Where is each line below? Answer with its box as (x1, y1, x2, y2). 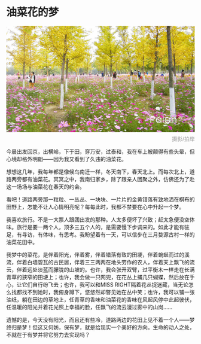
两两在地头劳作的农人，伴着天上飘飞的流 (95, 258, 195, 266)
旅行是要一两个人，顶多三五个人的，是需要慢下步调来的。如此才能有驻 (16, 223, 190, 230)
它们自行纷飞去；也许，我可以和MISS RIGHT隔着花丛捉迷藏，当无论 (22, 281, 188, 288)
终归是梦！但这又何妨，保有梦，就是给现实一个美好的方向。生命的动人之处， (6, 324, 195, 331)
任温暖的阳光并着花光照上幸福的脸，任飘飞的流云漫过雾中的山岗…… (6, 303, 173, 310)
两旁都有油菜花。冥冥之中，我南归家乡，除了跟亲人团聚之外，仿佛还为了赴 (11, 175, 195, 182)
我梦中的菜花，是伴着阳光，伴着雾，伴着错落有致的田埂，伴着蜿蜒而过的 (6, 251, 184, 258)
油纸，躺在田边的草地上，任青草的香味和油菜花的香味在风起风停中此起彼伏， (6, 296, 195, 303)
